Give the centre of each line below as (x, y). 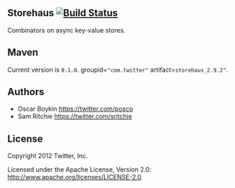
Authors (26, 92)
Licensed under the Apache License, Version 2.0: (79, 170)
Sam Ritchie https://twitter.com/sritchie (75, 116)
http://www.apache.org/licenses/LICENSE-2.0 (75, 177)
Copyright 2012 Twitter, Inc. (48, 156)
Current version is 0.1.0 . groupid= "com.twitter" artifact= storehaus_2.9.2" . (118, 70)
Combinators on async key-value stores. (66, 30)
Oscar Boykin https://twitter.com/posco (75, 109)
